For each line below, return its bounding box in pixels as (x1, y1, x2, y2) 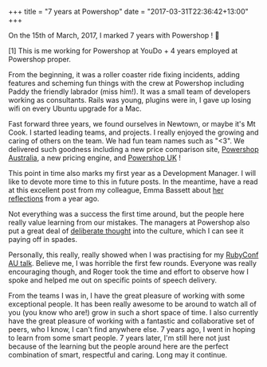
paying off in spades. (8, 235, 78, 244)
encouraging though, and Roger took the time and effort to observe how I (8, 267, 249, 276)
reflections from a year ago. (8, 194, 100, 203)
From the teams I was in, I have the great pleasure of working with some (8, 291, 245, 300)
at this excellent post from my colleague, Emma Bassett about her (8, 185, 225, 194)
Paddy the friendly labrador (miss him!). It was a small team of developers (8, 87, 251, 96)
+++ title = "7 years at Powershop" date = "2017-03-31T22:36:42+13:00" (8, 7, 249, 16)
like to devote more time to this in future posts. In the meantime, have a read (8, 177, 258, 186)
